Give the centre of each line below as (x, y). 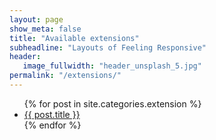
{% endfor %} (52, 125)
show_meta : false (45, 29)
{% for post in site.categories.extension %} (112, 103)
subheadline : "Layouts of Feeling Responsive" (108, 47)
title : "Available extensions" (74, 38)
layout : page (36, 19)
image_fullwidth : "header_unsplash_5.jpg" (112, 66)
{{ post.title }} (52, 114)
